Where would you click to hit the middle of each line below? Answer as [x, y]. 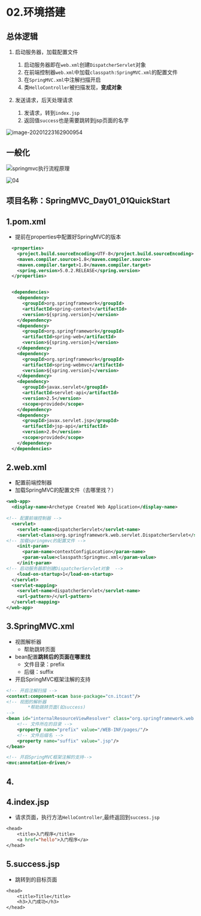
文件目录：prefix [44, 664]
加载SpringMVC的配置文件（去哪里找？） [66, 490]
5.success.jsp [33, 864]
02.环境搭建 [36, 12]
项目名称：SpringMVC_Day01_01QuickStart [88, 201]
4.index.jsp [28, 802]
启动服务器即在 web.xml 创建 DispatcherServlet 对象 [85, 65]
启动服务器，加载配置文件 [46, 52]
